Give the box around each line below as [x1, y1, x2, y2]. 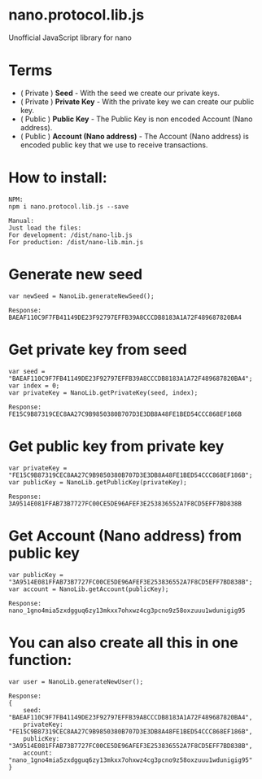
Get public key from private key [8, 437, 225, 455]
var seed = [8, 367, 46, 375]
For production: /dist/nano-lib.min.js [8, 238, 144, 246]
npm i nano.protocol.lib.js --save [8, 202, 129, 211]
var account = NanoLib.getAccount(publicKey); [8, 584, 169, 593]
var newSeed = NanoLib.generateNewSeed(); [8, 291, 155, 300]
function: [8, 650, 72, 669]
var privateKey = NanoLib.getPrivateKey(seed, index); [8, 388, 199, 396]
